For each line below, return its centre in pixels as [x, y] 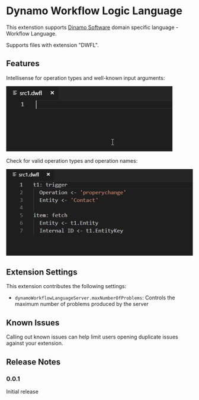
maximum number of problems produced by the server [82, 304]
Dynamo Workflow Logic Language [94, 11]
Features [23, 64]
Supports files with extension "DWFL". [52, 45]
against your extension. [35, 343]
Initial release [22, 391]
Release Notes [33, 362]
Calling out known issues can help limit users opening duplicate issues [92, 337]
